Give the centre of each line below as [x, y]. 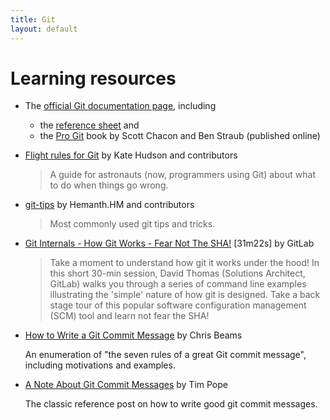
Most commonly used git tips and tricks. [132, 224]
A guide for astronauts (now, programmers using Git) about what [182, 175]
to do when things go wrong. [109, 185]
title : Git [33, 19]
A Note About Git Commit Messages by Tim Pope [126, 385]
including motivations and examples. [100, 365]
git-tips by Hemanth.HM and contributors [109, 205]
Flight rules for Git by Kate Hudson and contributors [131, 155]
